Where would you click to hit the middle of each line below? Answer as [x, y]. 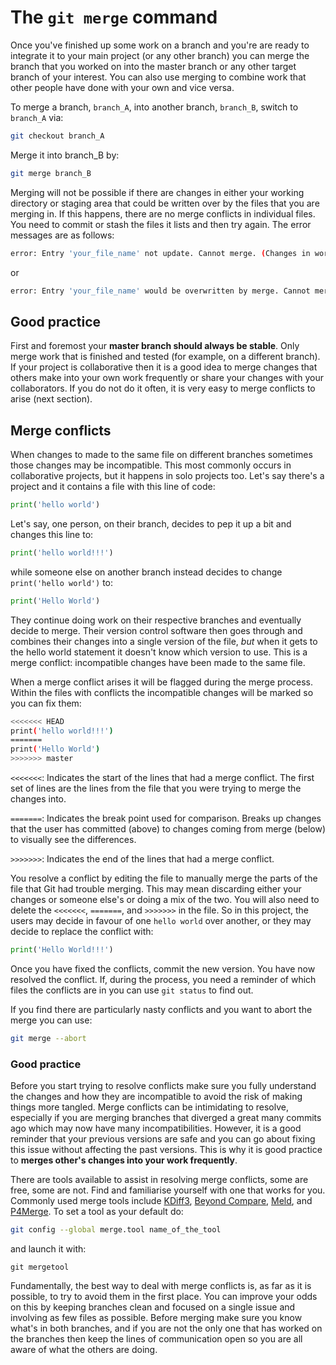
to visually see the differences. [73, 840]
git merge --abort [48, 1038]
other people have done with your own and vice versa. [122, 87]
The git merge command [114, 17]
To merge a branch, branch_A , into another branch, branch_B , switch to [154, 107]
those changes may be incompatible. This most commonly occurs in [151, 465]
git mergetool [40, 1267]
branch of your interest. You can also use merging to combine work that [158, 77]
